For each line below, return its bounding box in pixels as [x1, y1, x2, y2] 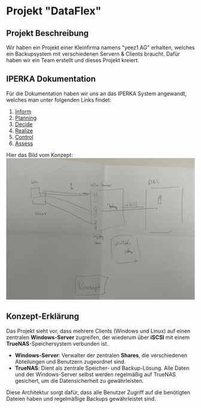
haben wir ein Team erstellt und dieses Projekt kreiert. [6, 57, 139, 64]
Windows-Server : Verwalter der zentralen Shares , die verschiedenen [14, 352, 187, 359]
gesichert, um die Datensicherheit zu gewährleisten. [14, 377, 144, 384]
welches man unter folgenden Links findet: [6, 96, 112, 103]
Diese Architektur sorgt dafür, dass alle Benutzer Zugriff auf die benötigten [6, 388, 190, 396]
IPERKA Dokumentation [6, 74, 96, 84]
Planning [14, 114, 37, 121]
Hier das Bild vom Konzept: [6, 151, 73, 158]
